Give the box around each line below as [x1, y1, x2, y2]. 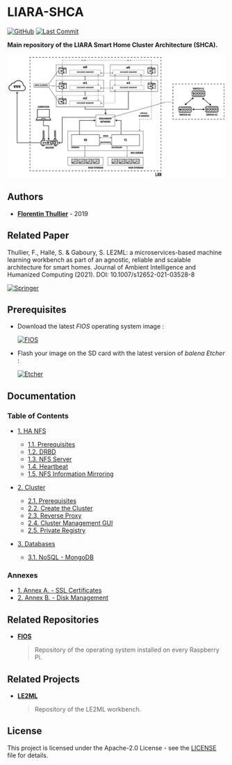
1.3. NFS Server [27, 455, 72, 463]
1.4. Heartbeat [27, 463, 68, 471]
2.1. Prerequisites [27, 497, 76, 505]
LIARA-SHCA [7, 4, 85, 20]
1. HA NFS [17, 427, 47, 435]
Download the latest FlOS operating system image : [17, 322, 165, 331]
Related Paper [7, 230, 69, 242]
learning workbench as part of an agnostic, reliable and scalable [7, 255, 191, 264]
